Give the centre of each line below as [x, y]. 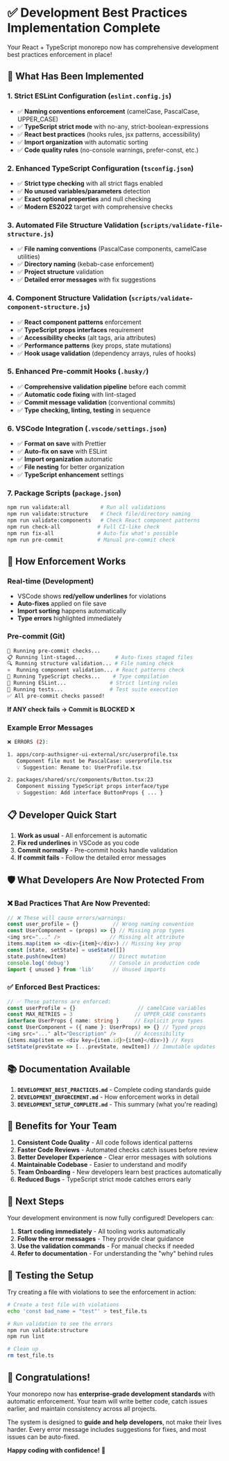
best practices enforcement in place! [60, 54]
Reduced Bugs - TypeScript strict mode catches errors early [104, 1179]
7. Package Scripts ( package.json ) [64, 493]
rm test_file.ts [31, 1356]
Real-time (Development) [51, 581]
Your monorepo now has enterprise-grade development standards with [111, 1394]
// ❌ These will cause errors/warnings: [67, 918]
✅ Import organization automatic [65, 459]
